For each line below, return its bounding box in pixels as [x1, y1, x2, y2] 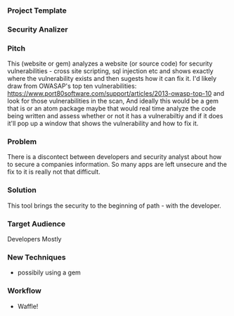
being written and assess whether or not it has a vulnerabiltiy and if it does [7, 112, 223, 120]
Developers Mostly [7, 235, 62, 244]
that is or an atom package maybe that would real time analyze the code [7, 104, 216, 113]
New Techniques [7, 252, 66, 262]
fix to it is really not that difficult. [7, 168, 100, 176]
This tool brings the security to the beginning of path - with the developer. [7, 201, 221, 210]
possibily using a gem [17, 268, 81, 277]
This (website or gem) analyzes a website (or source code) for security [7, 59, 213, 68]
